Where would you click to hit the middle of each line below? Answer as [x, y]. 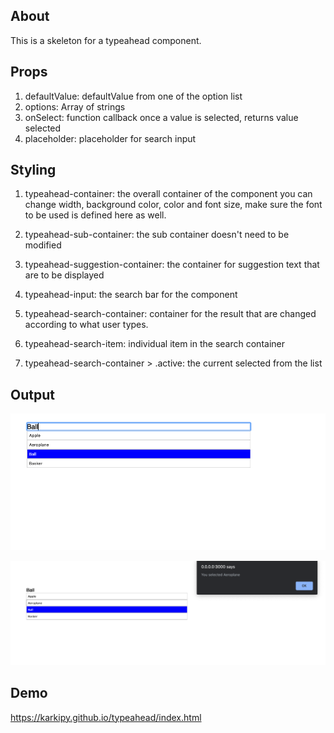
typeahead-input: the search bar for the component [131, 295]
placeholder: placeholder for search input [110, 138]
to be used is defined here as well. [95, 215]
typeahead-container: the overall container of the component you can [168, 194]
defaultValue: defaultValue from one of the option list [133, 96]
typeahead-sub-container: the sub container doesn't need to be [157, 235]
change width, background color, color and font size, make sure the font [173, 205]
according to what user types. [86, 325]
